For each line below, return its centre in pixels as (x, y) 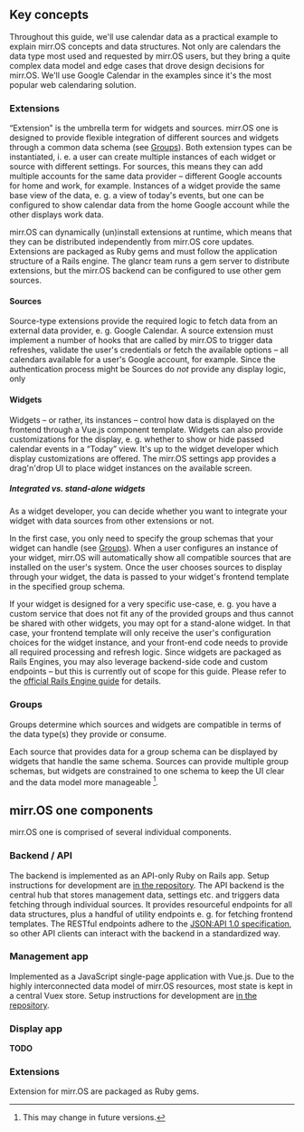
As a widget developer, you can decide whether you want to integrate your (148, 512)
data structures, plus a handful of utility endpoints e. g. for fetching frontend (151, 914)
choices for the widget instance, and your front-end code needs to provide (149, 643)
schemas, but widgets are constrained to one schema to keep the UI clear (147, 771)
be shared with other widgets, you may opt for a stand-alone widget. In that (150, 623)
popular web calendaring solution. (73, 84)
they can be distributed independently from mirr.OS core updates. (132, 242)
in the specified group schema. (67, 587)
